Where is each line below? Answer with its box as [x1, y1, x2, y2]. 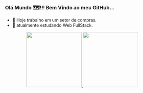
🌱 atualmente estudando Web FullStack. [12, 23, 93, 28]
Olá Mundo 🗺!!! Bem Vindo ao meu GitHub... [5, 4, 115, 11]
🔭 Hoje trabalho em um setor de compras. [12, 17, 97, 23]
